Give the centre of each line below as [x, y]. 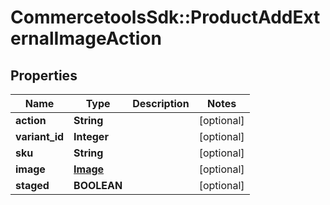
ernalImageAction [86, 38]
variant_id [40, 136]
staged [32, 185]
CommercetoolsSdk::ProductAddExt [165, 17]
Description [161, 103]
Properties [44, 75]
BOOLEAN [98, 185]
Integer [91, 136]
